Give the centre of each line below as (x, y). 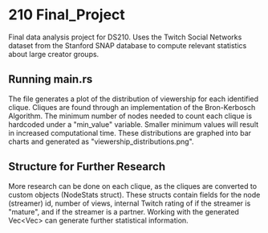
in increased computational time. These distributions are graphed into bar (130, 133)
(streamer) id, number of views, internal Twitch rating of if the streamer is (130, 203)
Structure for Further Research (87, 167)
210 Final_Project (67, 15)
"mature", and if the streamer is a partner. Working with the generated (124, 211)
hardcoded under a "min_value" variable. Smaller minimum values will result (134, 124)
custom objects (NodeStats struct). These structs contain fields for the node (134, 194)
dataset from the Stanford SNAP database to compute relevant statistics (128, 45)
